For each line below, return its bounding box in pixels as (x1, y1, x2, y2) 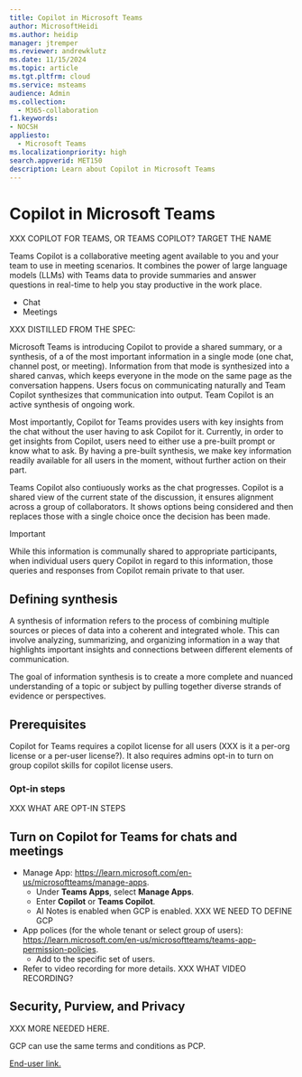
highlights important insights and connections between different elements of (9, 644, 293, 655)
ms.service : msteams (9, 80, 87, 89)
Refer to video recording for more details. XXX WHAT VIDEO (22, 963, 246, 974)
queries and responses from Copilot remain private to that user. (9, 566, 245, 576)
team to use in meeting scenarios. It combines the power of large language (9, 260, 288, 271)
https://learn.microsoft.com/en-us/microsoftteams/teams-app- (22, 934, 257, 945)
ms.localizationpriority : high (9, 147, 127, 156)
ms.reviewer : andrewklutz (9, 47, 106, 56)
